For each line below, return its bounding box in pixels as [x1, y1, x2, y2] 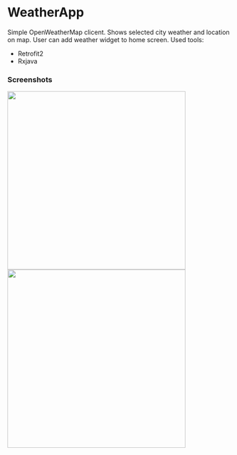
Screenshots [7, 74, 53, 84]
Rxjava [17, 56, 38, 65]
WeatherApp [7, 4, 84, 21]
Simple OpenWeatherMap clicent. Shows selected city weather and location [7, 28, 230, 36]
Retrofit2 [17, 49, 44, 58]
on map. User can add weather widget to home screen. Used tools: [7, 35, 204, 44]
